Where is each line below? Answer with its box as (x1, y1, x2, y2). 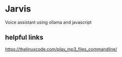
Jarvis (5, 3, 31, 14)
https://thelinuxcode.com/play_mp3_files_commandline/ (5, 46, 117, 52)
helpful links (5, 33, 44, 42)
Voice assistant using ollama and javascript (5, 19, 92, 25)
